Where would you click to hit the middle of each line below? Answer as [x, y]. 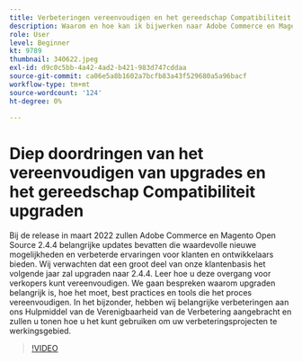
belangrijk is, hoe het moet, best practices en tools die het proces [131, 293]
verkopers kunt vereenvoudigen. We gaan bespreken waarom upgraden [142, 283]
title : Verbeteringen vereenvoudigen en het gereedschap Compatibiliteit [151, 18]
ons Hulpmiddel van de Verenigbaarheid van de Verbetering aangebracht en [151, 312]
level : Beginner [40, 43]
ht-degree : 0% [36, 101]
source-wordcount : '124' [56, 93]
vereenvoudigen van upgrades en [138, 172]
